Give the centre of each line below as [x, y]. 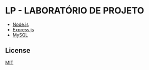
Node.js [21, 24]
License [18, 50]
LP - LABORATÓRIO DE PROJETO [75, 11]
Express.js [23, 29]
